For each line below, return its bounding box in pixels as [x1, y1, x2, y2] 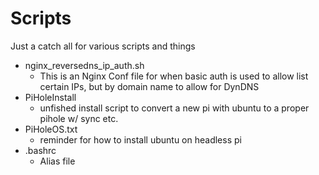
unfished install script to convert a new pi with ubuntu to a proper [39, 102, 310, 114]
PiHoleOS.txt [24, 123, 78, 135]
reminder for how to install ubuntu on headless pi [39, 133, 242, 146]
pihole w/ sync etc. [39, 112, 119, 124]
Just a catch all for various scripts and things [10, 40, 196, 52]
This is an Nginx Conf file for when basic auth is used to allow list [39, 70, 309, 82]
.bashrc [24, 144, 57, 156]
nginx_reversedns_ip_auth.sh [24, 59, 145, 71]
